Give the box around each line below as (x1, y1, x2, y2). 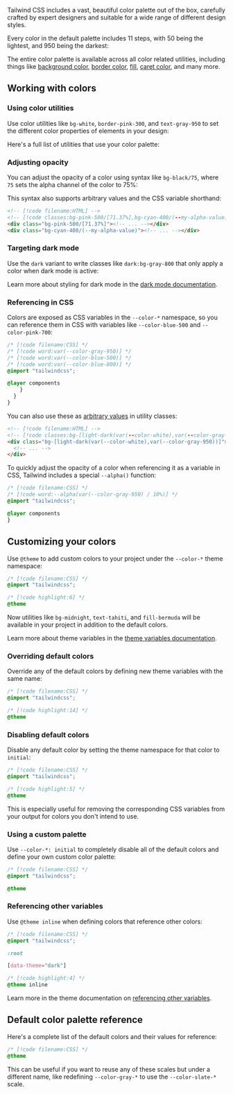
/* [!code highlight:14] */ (7, 707, 89, 714)
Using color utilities (7, 104, 74, 113)
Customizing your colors (7, 536, 116, 548)
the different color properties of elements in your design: (7, 127, 169, 135)
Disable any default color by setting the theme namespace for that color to (7, 746, 220, 754)
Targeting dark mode (7, 243, 80, 253)
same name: (7, 675, 43, 683)
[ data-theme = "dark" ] (7, 963, 67, 970)
